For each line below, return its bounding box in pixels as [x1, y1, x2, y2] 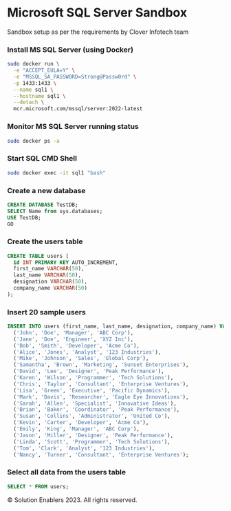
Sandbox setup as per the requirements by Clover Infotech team [7, 28, 189, 36]
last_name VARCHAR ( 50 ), [13, 272, 81, 279]
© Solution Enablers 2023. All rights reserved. [7, 495, 137, 504]
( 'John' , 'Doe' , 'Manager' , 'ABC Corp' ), [13, 329, 134, 336]
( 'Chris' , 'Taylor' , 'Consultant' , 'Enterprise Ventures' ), [13, 381, 189, 388]
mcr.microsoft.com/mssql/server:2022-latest [13, 106, 143, 112]
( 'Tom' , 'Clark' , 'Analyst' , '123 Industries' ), [13, 445, 155, 452]
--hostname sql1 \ [13, 92, 67, 99]
